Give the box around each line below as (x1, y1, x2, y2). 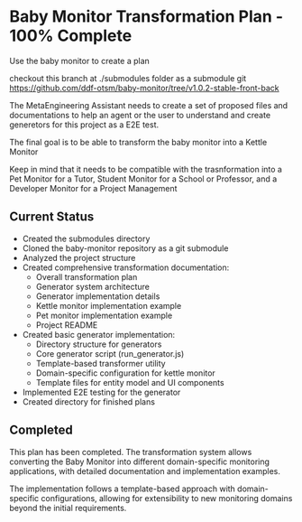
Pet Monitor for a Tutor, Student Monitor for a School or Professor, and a (9, 173, 278, 184)
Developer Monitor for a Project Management (9, 182, 178, 193)
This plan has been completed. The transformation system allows (9, 446, 252, 457)
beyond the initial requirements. (9, 502, 127, 513)
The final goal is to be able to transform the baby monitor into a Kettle (9, 136, 268, 147)
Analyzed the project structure (22, 252, 136, 263)
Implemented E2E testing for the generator (22, 387, 181, 397)
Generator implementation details (35, 291, 160, 302)
